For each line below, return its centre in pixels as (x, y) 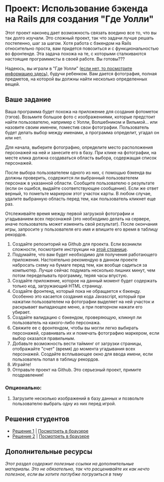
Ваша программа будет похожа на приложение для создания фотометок (82, 111)
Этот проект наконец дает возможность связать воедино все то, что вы (81, 33)
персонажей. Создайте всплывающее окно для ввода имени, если (82, 354)
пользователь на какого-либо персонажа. (56, 322)
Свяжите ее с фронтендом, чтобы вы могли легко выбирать (75, 328)
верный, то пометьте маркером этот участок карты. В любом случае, (78, 193)
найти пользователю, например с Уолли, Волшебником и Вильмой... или (82, 122)
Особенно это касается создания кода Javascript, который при (79, 296)
